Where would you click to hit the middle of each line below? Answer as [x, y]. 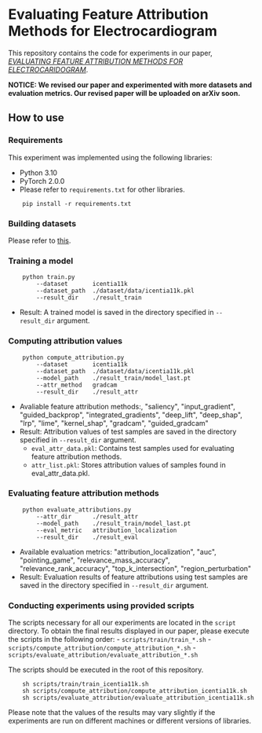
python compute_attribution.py [73, 357]
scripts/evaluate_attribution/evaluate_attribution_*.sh [103, 655]
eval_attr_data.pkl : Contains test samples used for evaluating [133, 448]
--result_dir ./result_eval [87, 537]
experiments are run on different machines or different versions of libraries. [130, 721]
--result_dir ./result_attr [87, 392]
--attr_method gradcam [77, 385]
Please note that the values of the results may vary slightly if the [112, 713]
